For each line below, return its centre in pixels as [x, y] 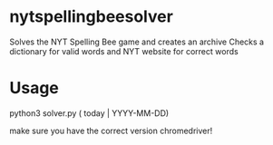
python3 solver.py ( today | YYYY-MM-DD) [89, 113]
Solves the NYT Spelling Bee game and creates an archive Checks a [137, 42]
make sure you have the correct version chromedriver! [111, 130]
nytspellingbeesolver [92, 17]
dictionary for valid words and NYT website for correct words [124, 51]
